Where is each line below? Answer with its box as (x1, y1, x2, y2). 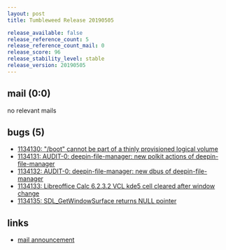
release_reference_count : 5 (7, 36, 90, 43)
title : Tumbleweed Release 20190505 (7, 17, 114, 24)
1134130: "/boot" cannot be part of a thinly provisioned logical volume (17, 145, 218, 154)
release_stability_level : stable (7, 55, 105, 63)
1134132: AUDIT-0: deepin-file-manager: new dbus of (17, 167, 171, 175)
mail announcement (17, 235, 75, 244)
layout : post (7, 10, 45, 17)
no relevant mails (7, 106, 57, 115)
